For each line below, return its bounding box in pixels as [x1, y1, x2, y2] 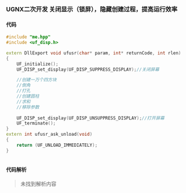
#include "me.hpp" [6, 34, 51, 40]
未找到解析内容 [20, 180, 57, 187]
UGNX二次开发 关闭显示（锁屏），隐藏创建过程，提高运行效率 [6, 5, 178, 13]
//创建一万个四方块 [16, 77, 57, 83]
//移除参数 [16, 104, 40, 110]
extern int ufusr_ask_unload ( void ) [6, 132, 93, 137]
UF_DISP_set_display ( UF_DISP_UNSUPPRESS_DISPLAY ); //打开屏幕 [16, 115, 165, 121]
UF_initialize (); [16, 61, 59, 67]
